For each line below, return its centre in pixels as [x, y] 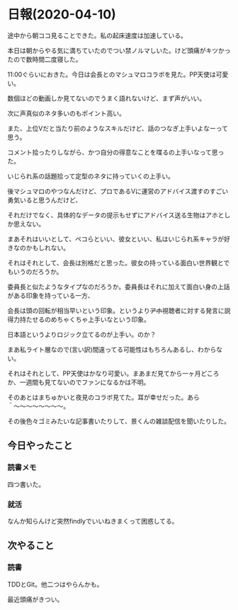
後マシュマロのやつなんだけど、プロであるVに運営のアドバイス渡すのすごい [118, 191]
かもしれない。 [47, 248]
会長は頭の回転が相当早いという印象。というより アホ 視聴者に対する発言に [116, 310]
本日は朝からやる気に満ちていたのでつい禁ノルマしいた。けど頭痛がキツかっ [119, 50]
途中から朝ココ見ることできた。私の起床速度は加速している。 [97, 35]
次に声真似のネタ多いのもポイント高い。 [66, 113]
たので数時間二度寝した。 [45, 59]
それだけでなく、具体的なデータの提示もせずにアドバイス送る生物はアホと [116, 215]
